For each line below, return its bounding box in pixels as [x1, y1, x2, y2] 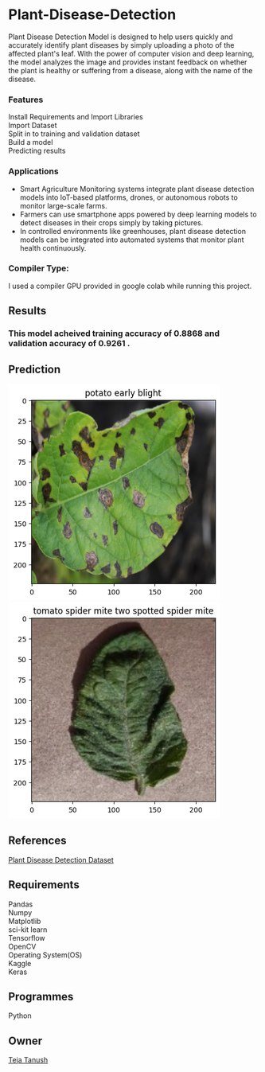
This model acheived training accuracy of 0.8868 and [8, 328, 220, 339]
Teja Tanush [8, 1055, 49, 1065]
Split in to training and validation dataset [8, 129, 140, 138]
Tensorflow [8, 933, 45, 942]
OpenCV [8, 941, 37, 951]
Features [8, 94, 44, 105]
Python [8, 1011, 32, 1020]
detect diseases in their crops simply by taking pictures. [19, 217, 204, 228]
